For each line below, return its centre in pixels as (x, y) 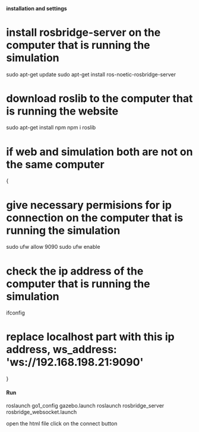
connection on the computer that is (95, 217)
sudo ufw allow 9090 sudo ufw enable (53, 247)
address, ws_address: (61, 350)
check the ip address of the (75, 271)
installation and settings (37, 8)
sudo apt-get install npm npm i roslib (51, 128)
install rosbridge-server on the (83, 32)
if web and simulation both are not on (99, 152)
